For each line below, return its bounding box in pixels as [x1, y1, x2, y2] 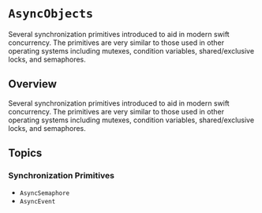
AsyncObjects [8, 6, 93, 21]
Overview [8, 77, 58, 91]
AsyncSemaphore [19, 189, 70, 197]
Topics [8, 147, 43, 160]
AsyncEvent [19, 198, 56, 206]
